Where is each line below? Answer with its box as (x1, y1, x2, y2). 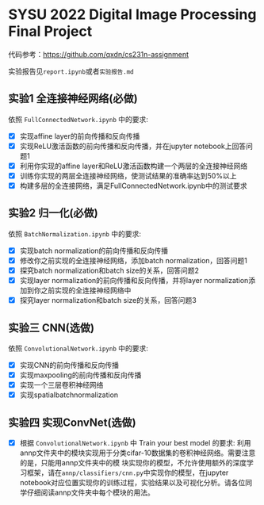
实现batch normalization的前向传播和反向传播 (19, 246, 169, 255)
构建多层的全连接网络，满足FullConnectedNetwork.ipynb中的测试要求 (19, 181, 247, 190)
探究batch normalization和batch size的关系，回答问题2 (19, 266, 200, 275)
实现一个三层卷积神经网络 (19, 381, 104, 390)
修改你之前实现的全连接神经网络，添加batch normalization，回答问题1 (19, 255, 247, 265)
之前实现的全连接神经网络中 (40, 285, 132, 295)
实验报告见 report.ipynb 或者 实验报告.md (8, 66, 134, 76)
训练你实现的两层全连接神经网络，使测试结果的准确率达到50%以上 (19, 170, 237, 180)
